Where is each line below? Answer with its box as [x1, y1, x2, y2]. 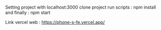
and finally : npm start [5, 9, 50, 15]
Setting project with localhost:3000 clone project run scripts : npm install [5, 4, 156, 10]
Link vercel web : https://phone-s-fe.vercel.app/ [5, 19, 105, 25]
